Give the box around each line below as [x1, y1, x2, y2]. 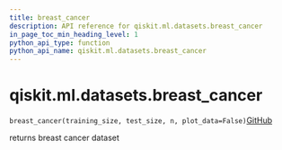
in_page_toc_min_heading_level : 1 [9, 30, 139, 39]
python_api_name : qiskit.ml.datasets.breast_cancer [9, 47, 207, 56]
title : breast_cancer [9, 13, 91, 22]
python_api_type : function [9, 38, 110, 48]
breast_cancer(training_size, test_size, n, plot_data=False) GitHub [9, 115, 273, 126]
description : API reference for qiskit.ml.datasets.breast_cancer [9, 22, 263, 31]
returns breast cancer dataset [9, 132, 119, 144]
